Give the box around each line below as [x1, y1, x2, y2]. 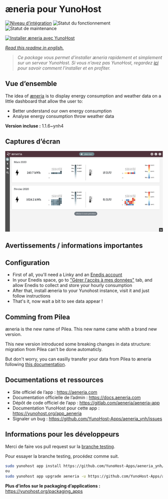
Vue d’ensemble [5, 79, 57, 88]
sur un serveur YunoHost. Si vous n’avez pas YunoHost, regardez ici [17, 59, 159, 65]
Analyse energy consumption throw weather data [12, 113, 114, 119]
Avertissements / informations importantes [5, 241, 143, 250]
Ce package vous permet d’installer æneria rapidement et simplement [17, 54, 162, 60]
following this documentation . [5, 361, 66, 367]
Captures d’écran [5, 137, 60, 146]
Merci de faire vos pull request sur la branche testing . [5, 443, 115, 449]
